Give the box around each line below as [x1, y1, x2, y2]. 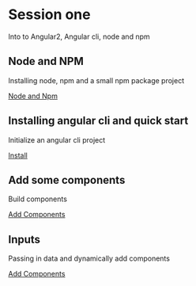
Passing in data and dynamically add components [8, 254, 170, 263]
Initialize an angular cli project [8, 135, 106, 144]
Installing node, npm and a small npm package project [8, 75, 184, 85]
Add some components [8, 173, 126, 187]
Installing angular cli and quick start [8, 114, 189, 128]
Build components [8, 194, 67, 204]
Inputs [8, 232, 41, 246]
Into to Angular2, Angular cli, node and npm [8, 32, 150, 41]
